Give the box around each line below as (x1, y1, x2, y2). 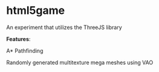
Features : (6, 35, 31, 42)
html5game (6, 4, 65, 18)
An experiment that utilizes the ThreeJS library (6, 24, 122, 31)
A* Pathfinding (6, 47, 44, 54)
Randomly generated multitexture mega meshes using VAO (6, 59, 154, 66)
